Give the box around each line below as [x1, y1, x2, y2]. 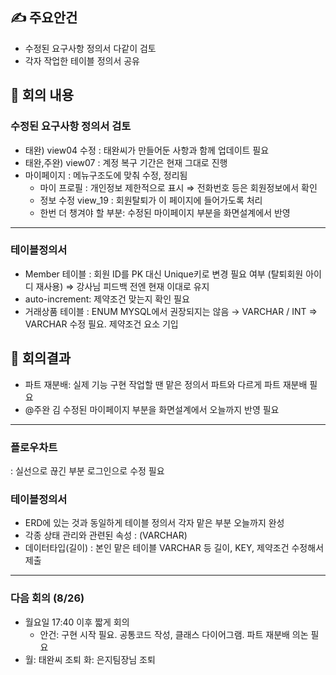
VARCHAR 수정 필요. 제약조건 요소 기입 [24, 318, 179, 330]
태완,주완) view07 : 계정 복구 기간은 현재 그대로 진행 [24, 156, 228, 168]
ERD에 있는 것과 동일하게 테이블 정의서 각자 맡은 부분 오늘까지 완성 [24, 517, 285, 529]
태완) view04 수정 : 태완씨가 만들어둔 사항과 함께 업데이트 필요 [24, 144, 270, 156]
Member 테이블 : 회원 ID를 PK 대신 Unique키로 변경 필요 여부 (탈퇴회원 [24, 268, 304, 280]
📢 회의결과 [10, 350, 72, 367]
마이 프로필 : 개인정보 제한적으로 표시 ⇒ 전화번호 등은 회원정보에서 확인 [39, 181, 318, 193]
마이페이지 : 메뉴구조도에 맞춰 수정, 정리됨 [24, 169, 188, 181]
